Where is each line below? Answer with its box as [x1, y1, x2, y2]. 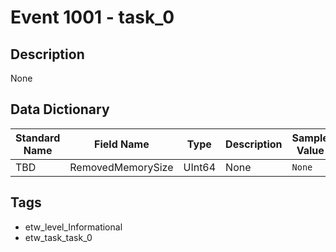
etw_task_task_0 [24, 231, 93, 243]
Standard [15, 131, 61, 145]
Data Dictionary [10, 101, 110, 118]
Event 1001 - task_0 [10, 6, 175, 29]
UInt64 [183, 160, 217, 174]
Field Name [94, 137, 150, 151]
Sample [291, 131, 329, 145]
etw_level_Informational [24, 221, 123, 233]
